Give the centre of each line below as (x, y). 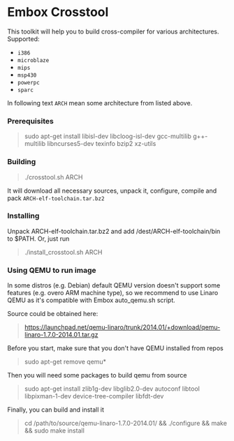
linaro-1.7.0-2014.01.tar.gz (61, 335)
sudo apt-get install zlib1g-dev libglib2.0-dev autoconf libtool (112, 389)
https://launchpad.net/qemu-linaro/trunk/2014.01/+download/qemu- (122, 327)
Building (22, 162)
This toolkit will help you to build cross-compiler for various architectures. (113, 31)
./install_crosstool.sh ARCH (63, 252)
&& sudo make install (54, 431)
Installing (23, 216)
